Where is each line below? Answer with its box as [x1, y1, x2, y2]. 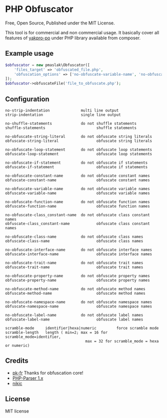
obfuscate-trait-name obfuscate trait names [5, 265, 143, 270]
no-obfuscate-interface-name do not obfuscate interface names [5, 247, 153, 252]
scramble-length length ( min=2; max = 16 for [5, 330, 108, 335]
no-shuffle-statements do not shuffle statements [5, 121, 137, 126]
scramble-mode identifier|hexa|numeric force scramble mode [5, 325, 159, 330]
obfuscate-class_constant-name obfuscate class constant [5, 221, 150, 226]
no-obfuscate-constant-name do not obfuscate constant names [5, 173, 150, 178]
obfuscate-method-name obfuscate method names [5, 291, 146, 296]
